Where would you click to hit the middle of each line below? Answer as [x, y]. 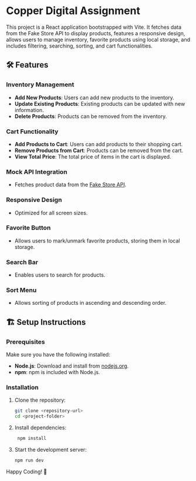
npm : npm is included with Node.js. [57, 372]
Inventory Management [40, 85]
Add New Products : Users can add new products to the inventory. [94, 97]
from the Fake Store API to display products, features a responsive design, [96, 33]
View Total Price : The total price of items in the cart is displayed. [93, 156]
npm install [32, 439]
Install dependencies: [40, 428]
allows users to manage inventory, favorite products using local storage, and [98, 39]
